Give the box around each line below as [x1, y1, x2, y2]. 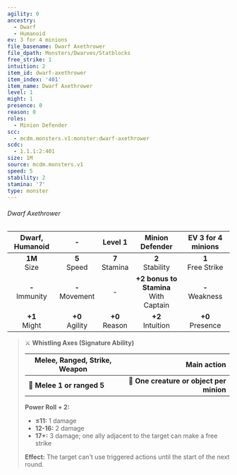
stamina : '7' [7, 180, 46, 187]
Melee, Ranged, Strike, [34, 355, 112, 365]
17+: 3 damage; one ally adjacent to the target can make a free [35, 431, 218, 440]
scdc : [7, 142, 23, 149]
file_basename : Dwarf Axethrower [7, 43, 106, 50]
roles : [7, 115, 27, 122]
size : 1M [7, 154, 33, 162]
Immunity [16, 292, 47, 302]
